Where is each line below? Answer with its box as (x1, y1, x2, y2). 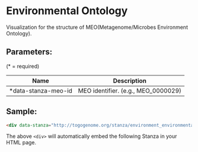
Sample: (6, 107, 37, 117)
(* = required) (6, 62, 39, 70)
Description (113, 77, 147, 85)
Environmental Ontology (6, 4, 128, 18)
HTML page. (6, 139, 37, 146)
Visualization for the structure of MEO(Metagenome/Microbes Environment (6, 24, 189, 31)
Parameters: (6, 47, 52, 57)
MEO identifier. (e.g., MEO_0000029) (78, 87, 181, 95)
